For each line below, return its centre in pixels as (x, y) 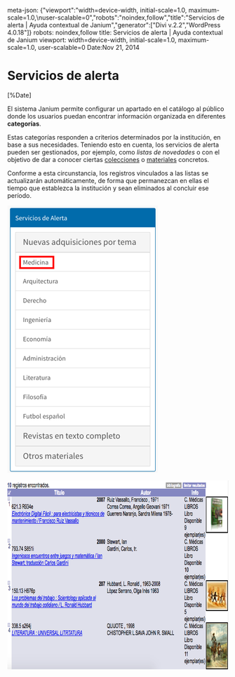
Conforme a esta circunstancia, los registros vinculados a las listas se (108, 173)
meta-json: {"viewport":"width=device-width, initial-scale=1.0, (97, 10)
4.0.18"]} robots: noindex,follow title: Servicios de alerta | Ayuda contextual (115, 32)
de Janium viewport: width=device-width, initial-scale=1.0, (92, 40)
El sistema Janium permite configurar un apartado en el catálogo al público (116, 109)
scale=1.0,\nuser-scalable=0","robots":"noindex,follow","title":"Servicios (112, 18)
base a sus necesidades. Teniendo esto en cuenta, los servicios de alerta (113, 145)
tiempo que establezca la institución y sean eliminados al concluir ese (108, 188)
